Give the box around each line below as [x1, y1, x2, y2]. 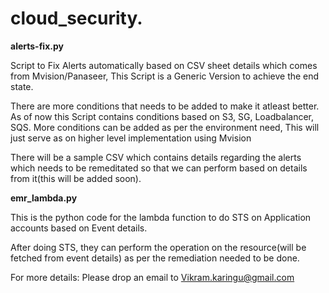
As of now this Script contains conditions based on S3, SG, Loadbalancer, [10, 110, 314, 122]
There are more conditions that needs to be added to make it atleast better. [10, 100, 320, 112]
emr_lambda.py [10, 192, 78, 204]
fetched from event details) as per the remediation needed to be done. [10, 252, 300, 264]
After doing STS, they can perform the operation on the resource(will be [10, 241, 307, 253]
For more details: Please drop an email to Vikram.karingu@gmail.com [10, 271, 295, 283]
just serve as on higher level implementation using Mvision [10, 132, 252, 144]
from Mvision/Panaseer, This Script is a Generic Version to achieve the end [10, 70, 320, 82]
